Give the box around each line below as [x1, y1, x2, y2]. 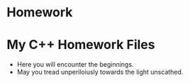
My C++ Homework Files [6, 37, 155, 53]
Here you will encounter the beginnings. [16, 60, 134, 69]
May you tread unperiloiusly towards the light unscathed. [16, 68, 184, 77]
